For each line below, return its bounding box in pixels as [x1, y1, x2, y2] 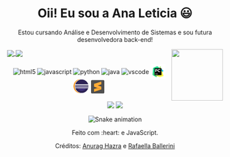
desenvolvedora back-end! [77, 35, 153, 43]
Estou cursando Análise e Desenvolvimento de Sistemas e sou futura [18, 28, 212, 36]
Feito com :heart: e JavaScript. [71, 129, 159, 137]
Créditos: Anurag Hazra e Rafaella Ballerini [55, 142, 175, 150]
